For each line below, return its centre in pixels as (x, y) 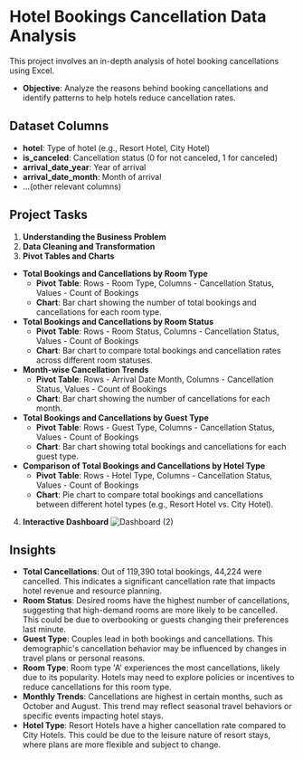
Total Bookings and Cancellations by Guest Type (116, 417)
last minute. (44, 630)
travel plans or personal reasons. (84, 659)
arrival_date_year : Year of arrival (84, 167)
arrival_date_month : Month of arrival (92, 176)
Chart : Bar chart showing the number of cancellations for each (153, 398)
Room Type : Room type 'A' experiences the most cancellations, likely (151, 668)
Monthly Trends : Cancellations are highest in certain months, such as (152, 697)
